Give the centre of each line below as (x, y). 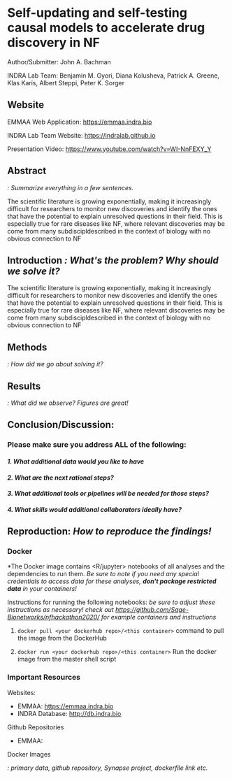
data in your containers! (42, 589)
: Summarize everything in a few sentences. (71, 187)
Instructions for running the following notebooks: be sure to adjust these (111, 602)
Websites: (22, 692)
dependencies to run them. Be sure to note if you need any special (103, 574)
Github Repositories (36, 727)
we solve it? (34, 271)
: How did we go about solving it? (55, 364)
